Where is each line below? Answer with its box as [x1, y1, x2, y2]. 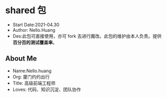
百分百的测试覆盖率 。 [12, 39, 57, 45]
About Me [5, 54, 37, 63]
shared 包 [5, 5, 47, 16]
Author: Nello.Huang [12, 27, 56, 33]
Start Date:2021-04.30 [12, 21, 60, 28]
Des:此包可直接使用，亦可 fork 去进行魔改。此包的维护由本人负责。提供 [12, 33, 162, 39]
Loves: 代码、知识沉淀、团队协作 [12, 86, 81, 92]
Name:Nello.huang [12, 68, 52, 74]
